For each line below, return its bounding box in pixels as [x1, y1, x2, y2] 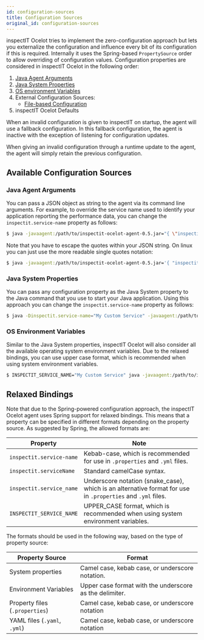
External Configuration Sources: [15, 94, 95, 101]
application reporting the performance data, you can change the [6, 212, 167, 220]
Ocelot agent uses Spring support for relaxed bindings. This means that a [6, 411, 190, 419]
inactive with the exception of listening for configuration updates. [6, 131, 169, 139]
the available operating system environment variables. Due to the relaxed [6, 347, 189, 355]
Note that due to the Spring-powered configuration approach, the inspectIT [6, 405, 195, 412]
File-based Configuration [24, 100, 87, 108]
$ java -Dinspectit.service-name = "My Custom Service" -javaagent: [6, 313, 178, 319]
